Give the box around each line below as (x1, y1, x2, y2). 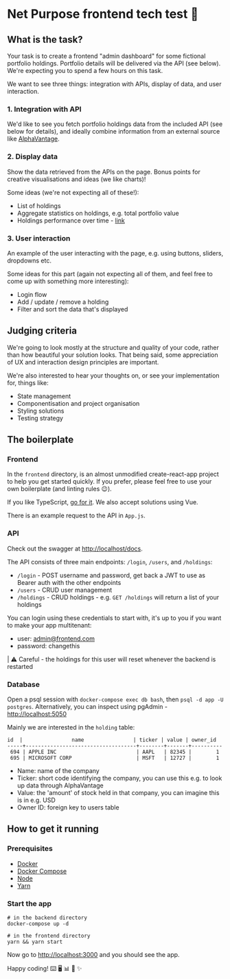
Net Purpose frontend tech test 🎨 (7, 6, 199, 22)
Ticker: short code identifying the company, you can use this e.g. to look (16, 774, 222, 782)
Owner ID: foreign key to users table (16, 803, 119, 812)
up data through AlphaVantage (16, 781, 104, 790)
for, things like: (7, 378, 49, 387)
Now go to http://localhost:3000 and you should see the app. (7, 950, 180, 958)
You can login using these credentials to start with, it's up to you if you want (7, 613, 222, 622)
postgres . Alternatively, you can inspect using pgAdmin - (7, 702, 168, 710)
